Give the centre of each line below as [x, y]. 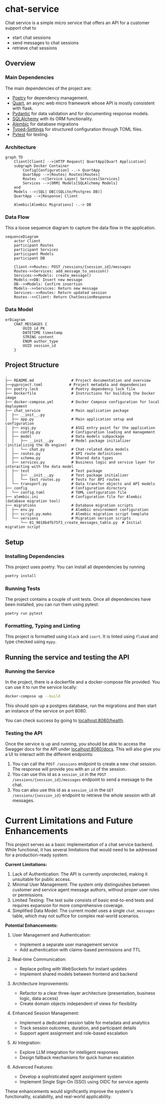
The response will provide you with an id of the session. [69, 769]
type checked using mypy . [31, 642]
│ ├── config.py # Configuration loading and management [80, 432]
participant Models [34, 254]
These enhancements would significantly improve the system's [69, 1091]
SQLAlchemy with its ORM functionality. [53, 119]
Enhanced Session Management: [46, 1013]
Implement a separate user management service [69, 944]
